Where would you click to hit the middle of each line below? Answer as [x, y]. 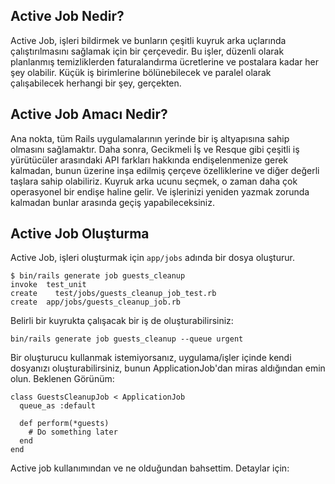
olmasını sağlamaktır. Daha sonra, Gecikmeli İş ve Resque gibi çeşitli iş [155, 149]
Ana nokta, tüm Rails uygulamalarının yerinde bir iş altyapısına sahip [150, 138]
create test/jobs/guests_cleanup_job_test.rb [113, 294]
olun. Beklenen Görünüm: [62, 379]
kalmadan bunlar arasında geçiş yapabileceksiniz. [112, 202]
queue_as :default [58, 406]
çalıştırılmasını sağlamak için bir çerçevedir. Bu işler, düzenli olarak [147, 51]
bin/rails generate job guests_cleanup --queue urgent [127, 339]
